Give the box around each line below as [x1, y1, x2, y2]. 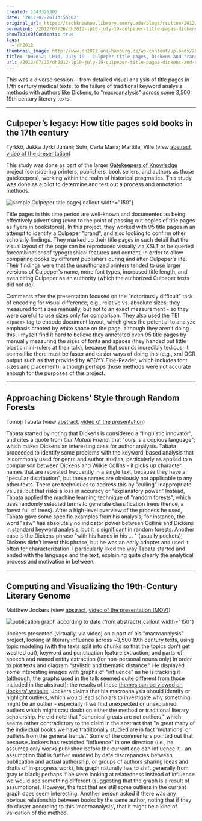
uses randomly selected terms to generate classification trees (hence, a [6, 500, 185, 508]
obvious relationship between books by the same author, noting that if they [6, 796, 192, 804]
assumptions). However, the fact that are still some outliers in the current [6, 783, 186, 790]
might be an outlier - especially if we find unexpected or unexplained [6, 700, 177, 707]
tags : [6, 37, 20, 43]
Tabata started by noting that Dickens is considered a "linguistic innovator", [6, 430, 193, 437]
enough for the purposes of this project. [6, 370, 105, 377]
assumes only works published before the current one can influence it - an [6, 745, 191, 752]
